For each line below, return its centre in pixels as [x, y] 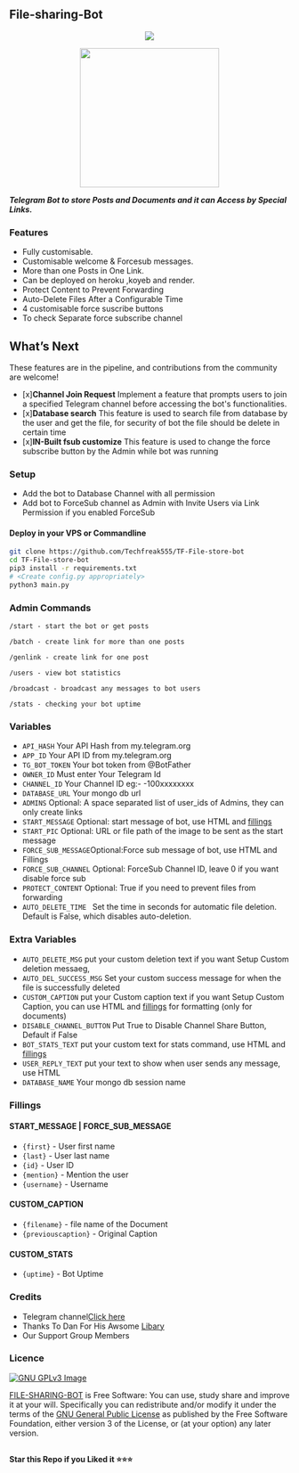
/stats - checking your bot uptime [75, 704]
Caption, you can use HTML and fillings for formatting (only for [137, 1006]
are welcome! [34, 377]
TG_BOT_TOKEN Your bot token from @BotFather [106, 765]
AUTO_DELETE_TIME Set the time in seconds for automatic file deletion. [149, 907]
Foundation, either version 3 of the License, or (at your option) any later [140, 1423]
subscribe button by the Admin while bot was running [120, 451]
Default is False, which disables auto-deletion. [107, 916]
